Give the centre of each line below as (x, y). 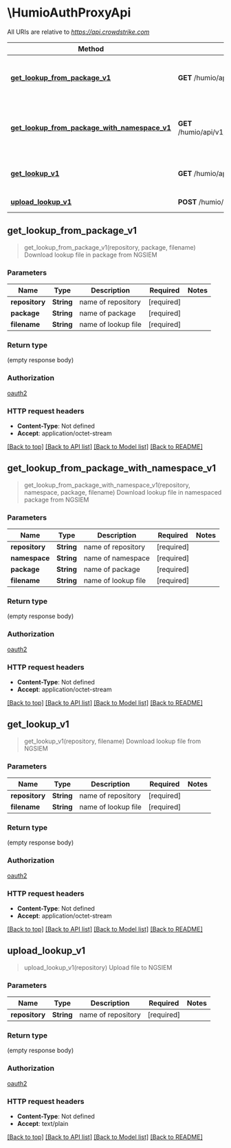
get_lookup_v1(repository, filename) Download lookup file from (112, 741)
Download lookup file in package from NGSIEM (90, 255)
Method (91, 48)
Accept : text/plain (43, 1123)
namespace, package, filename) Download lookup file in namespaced (123, 492)
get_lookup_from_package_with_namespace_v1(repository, (107, 485)
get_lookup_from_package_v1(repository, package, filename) (110, 247)
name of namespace (117, 558)
